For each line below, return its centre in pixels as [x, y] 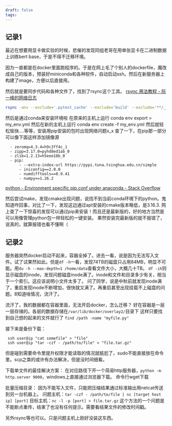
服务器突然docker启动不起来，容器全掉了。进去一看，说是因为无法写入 [80, 255]
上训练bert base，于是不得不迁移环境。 [47, 57]
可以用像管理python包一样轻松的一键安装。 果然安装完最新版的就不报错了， [85, 218]
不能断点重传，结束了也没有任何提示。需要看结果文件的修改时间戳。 [77, 407]
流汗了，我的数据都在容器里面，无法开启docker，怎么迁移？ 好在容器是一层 [85, 305]
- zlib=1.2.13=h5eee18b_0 [38, 156]
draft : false [19, 10]
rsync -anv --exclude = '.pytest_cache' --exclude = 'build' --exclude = [80, 108]
